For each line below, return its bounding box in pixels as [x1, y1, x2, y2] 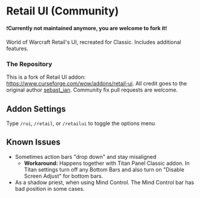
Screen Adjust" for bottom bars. [23, 172, 104, 179]
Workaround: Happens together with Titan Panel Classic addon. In [23, 159, 190, 167]
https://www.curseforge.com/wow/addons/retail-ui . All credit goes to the [6, 80, 187, 87]
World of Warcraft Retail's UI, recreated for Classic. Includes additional [6, 38, 182, 46]
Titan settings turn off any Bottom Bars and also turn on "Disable [23, 166, 185, 173]
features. [6, 45, 29, 52]
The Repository [6, 60, 52, 68]
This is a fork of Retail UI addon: [6, 73, 86, 81]
